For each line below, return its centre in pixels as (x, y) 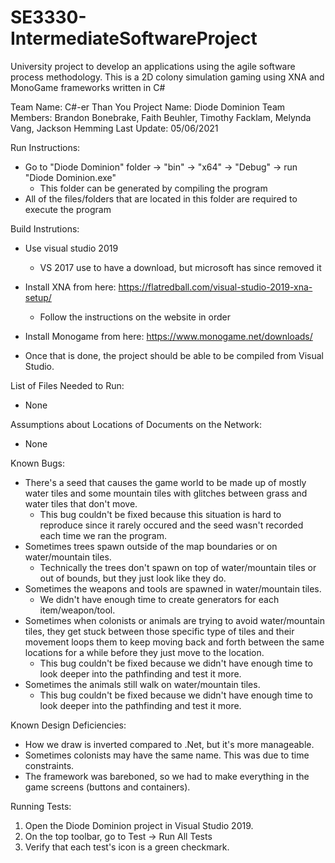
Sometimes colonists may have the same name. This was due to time (167, 755)
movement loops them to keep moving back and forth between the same (174, 642)
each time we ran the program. (103, 535)
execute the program (68, 209)
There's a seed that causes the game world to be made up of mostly (165, 482)
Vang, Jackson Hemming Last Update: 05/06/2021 (114, 128)
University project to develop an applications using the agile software (153, 66)
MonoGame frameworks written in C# (88, 87)
